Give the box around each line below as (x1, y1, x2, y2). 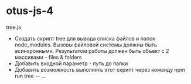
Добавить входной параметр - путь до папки (14, 60, 128, 67)
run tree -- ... (14, 72, 46, 79)
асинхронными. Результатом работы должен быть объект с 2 (14, 47, 169, 54)
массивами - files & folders (14, 53, 82, 61)
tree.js (6, 23, 22, 31)
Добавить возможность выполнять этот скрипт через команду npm (14, 66, 186, 73)
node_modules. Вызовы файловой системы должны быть (14, 41, 157, 48)
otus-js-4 (6, 4, 54, 18)
